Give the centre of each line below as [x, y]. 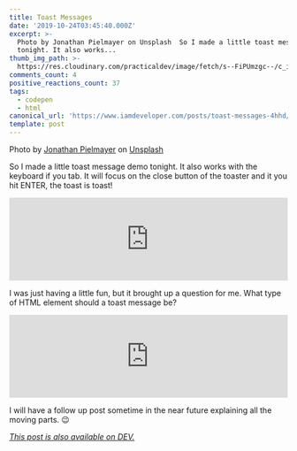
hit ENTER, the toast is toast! [61, 185]
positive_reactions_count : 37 [65, 83]
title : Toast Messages [51, 17]
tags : [19, 91]
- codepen [35, 99]
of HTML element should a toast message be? [93, 302]
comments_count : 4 [43, 75]
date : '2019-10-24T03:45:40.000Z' [73, 26]
